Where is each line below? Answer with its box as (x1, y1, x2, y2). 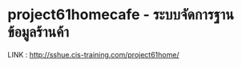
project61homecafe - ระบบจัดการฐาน (7, 6, 234, 24)
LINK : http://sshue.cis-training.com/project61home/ (7, 49, 179, 59)
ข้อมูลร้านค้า (7, 23, 70, 41)
